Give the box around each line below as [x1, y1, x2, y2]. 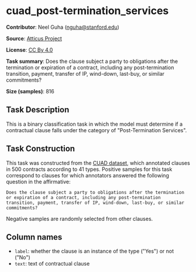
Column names [6, 232, 63, 242]
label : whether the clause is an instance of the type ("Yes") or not [14, 248, 174, 255]
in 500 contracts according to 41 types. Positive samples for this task [6, 166, 173, 173]
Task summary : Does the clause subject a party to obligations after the [6, 58, 178, 65]
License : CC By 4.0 [6, 46, 53, 53]
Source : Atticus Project [6, 35, 63, 42]
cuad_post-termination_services [6, 4, 169, 18]
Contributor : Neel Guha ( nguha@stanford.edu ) [6, 23, 120, 31]
